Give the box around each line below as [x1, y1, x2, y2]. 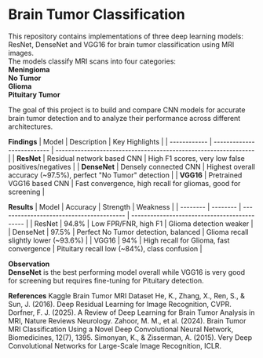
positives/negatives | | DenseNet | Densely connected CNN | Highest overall [8, 162, 255, 171]
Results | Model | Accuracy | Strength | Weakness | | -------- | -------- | [8, 202, 242, 211]
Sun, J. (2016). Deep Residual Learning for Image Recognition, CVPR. [8, 299, 232, 309]
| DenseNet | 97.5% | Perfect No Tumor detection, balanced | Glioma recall [8, 227, 249, 236]
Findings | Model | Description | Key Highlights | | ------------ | [8, 137, 212, 146]
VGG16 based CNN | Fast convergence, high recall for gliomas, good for [8, 178, 241, 188]
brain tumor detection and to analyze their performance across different [8, 113, 241, 122]
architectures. [8, 122, 53, 131]
